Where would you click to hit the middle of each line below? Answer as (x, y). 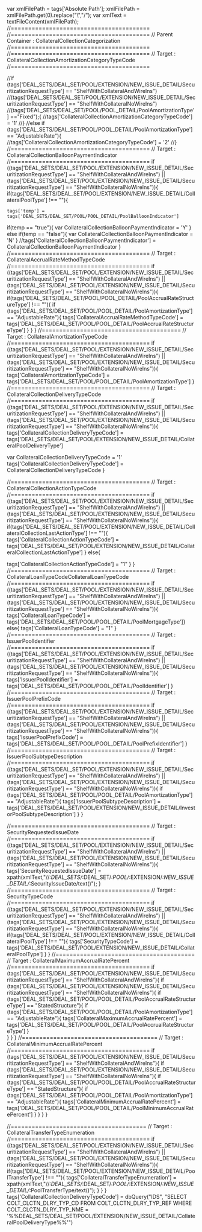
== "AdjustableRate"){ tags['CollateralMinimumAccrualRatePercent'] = (94, 1102)
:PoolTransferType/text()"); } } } (68, 1190)
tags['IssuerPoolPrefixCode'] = (45, 737)
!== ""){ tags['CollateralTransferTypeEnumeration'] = (111, 1177)
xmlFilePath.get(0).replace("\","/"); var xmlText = (67, 15)
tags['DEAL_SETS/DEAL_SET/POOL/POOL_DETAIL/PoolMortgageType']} (96, 622)
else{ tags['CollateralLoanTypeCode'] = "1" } (62, 628)
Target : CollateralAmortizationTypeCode (57, 337)
